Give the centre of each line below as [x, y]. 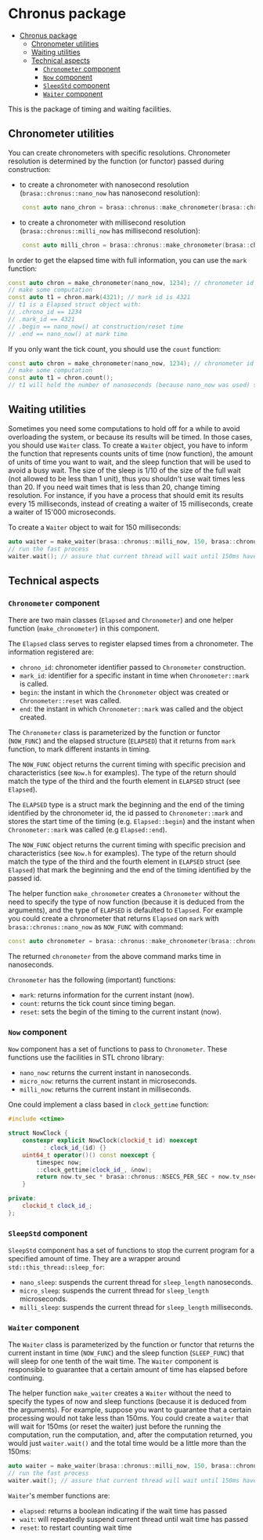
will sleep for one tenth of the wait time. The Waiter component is [113, 1361]
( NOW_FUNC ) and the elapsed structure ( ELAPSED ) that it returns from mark [122, 741]
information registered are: [51, 652]
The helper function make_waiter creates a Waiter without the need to [120, 1393]
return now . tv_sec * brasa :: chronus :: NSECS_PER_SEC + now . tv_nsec [147, 1177]
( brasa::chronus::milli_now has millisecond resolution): [110, 230]
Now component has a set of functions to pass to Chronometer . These [118, 1049]
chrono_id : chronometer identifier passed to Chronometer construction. [133, 668]
